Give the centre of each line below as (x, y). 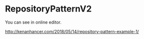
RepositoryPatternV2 (48, 9)
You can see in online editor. (33, 22)
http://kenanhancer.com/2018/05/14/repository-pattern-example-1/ (72, 31)
